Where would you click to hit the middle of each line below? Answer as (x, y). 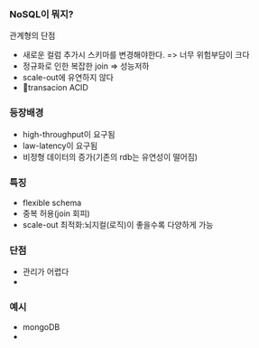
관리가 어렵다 (46, 272)
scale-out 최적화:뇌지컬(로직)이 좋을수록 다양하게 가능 (118, 224)
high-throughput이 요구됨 (69, 134)
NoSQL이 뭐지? (42, 14)
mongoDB (41, 327)
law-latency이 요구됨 (60, 146)
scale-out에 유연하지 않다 (68, 78)
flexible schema (52, 202)
